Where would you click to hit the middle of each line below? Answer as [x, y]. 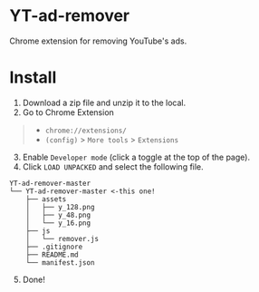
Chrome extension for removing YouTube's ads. [98, 41]
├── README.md [52, 255]
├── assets [46, 199]
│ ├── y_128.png [60, 207]
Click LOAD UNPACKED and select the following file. [113, 166]
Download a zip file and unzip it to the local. [104, 102]
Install [33, 78]
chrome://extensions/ [86, 131]
